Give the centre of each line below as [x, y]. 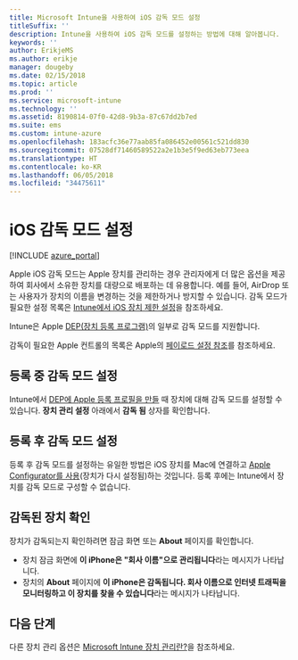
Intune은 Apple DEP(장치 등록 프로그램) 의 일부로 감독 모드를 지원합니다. [135, 326]
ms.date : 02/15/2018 [48, 76]
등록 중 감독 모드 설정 [63, 376]
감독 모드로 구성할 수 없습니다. [78, 486]
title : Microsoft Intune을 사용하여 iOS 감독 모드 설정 [105, 17]
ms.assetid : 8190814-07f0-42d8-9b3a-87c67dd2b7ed [103, 117]
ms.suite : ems [36, 126]
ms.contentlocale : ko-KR [55, 167]
